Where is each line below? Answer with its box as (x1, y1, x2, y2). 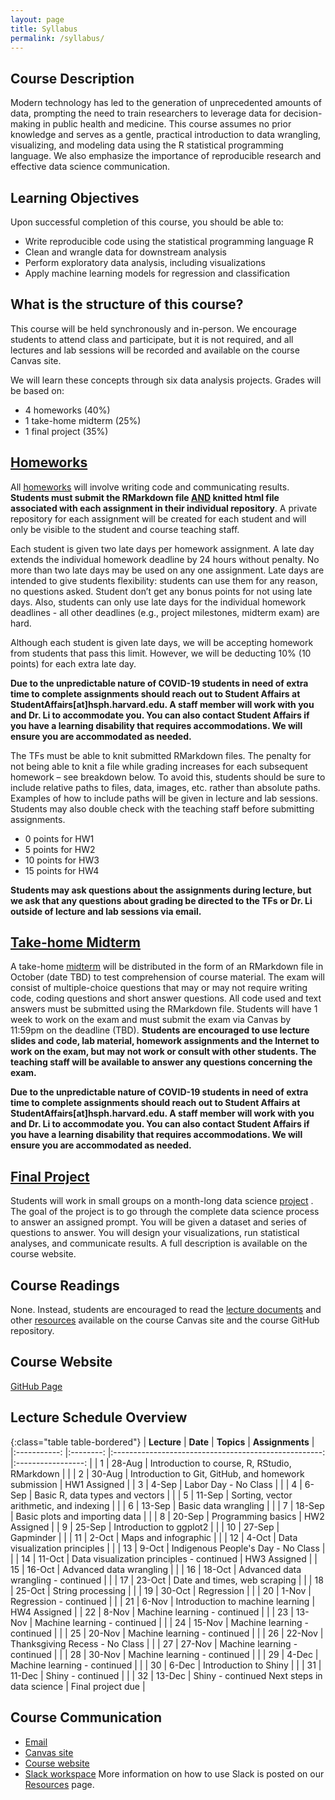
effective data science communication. (10, 161, 171, 173)
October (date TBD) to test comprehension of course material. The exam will (10, 971, 325, 983)
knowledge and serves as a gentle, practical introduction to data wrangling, (10, 129, 322, 141)
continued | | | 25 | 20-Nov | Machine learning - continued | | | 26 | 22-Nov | (10, 1627, 324, 1639)
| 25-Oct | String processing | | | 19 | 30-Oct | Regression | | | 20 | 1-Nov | (10, 1584, 312, 1596)
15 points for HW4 (24, 864, 100, 876)
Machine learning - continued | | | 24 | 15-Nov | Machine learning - (34, 1616, 310, 1628)
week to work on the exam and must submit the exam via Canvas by (10, 1014, 292, 1026)
